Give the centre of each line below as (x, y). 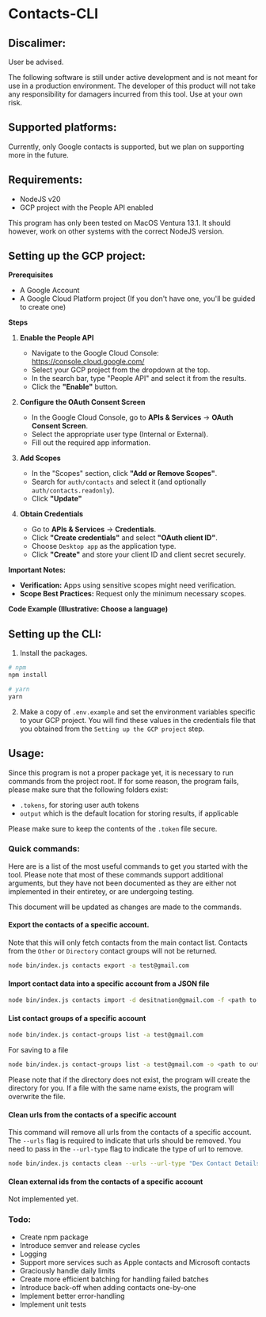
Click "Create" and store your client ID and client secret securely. (139, 554)
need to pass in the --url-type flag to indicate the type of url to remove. (126, 1149)
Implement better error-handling (72, 1296)
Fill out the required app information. (91, 443)
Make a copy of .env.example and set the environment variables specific (137, 712)
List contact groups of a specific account (77, 1018)
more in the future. (38, 154)
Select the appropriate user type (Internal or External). (120, 434)
